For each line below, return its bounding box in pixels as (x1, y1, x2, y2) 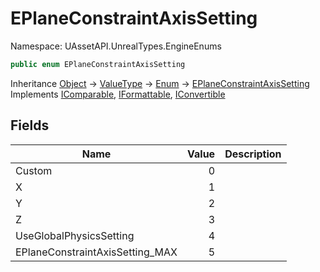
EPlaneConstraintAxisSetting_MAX (15, 245, 178, 259)
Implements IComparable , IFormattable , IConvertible (10, 88, 226, 100)
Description (224, 147, 282, 161)
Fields (10, 117, 50, 134)
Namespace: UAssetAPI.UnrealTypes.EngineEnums (10, 40, 222, 52)
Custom (15, 163, 53, 177)
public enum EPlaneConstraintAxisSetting (10, 59, 186, 69)
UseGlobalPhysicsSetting (15, 228, 135, 242)
